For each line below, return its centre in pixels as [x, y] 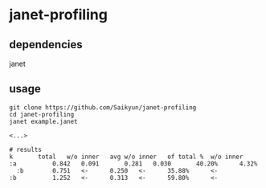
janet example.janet [44, 121]
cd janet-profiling [42, 114]
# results [26, 149]
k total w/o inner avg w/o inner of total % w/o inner [126, 157]
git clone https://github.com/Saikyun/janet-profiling [103, 107]
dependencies [46, 45]
